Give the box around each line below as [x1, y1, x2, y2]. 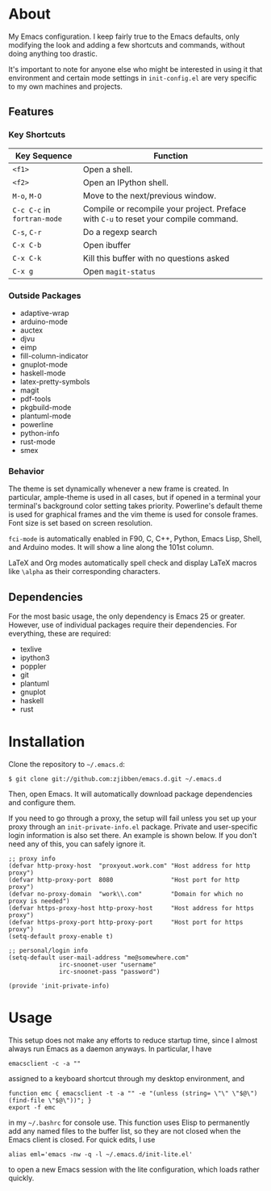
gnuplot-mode [19, 359, 69, 369]
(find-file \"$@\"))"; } [8, 1096, 92, 1105]
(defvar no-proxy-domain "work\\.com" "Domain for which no [8, 890, 244, 898]
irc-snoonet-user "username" [59, 960, 157, 969]
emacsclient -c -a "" [8, 1059, 81, 1067]
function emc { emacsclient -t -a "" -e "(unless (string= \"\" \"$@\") [8, 1089, 258, 1097]
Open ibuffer [83, 239, 131, 250]
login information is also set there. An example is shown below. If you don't [8, 830, 257, 840]
